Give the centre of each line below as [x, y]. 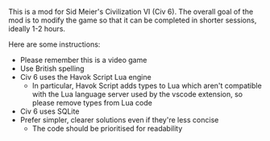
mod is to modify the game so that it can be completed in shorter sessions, [133, 20]
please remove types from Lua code [92, 103]
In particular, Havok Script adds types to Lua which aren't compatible [147, 85]
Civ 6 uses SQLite [50, 111]
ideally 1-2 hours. [37, 29]
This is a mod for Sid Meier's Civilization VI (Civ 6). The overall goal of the [131, 12]
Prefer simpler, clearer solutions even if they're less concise [119, 120]
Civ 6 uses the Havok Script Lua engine [85, 77]
